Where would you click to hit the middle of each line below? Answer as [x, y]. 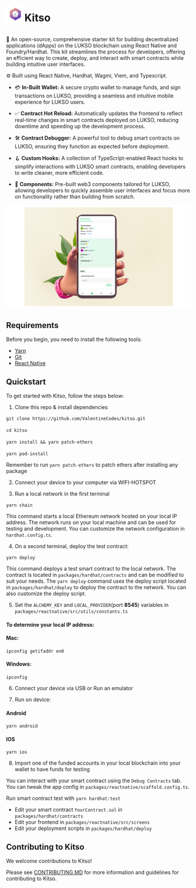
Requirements [32, 325]
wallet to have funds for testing [52, 769]
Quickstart [26, 382]
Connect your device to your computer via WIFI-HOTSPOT [85, 482]
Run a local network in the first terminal [62, 494]
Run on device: [33, 700]
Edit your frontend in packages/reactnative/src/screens [82, 822]
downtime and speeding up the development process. [80, 126]
